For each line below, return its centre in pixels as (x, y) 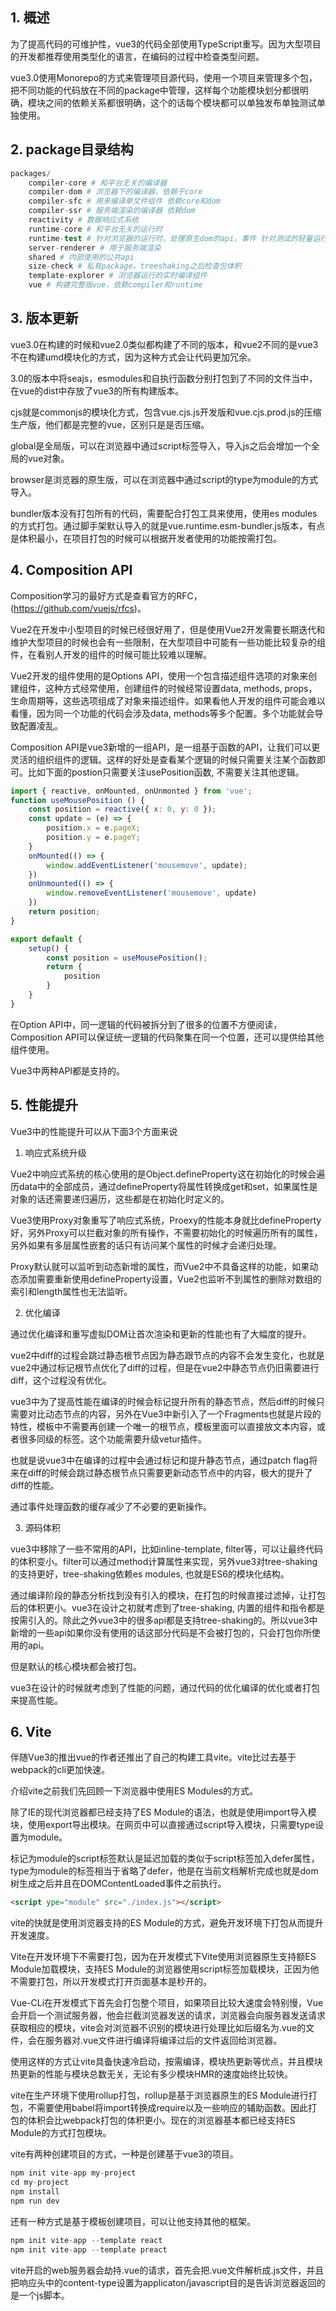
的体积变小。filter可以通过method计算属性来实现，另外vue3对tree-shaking (164, 1561)
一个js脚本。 (44, 2295)
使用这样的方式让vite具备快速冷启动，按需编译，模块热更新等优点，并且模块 (166, 2062)
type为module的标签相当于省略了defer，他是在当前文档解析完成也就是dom (164, 1871)
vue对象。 (48, 458)
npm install (35, 2192)
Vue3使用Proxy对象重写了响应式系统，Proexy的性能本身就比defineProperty (166, 1220)
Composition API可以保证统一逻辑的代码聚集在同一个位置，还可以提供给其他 (167, 1037)
